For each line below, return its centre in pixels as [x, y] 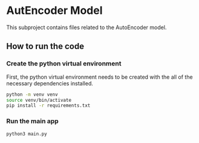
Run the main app [32, 121]
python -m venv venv [32, 95]
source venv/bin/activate [39, 100]
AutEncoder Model [54, 11]
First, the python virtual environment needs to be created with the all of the [99, 77]
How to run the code [45, 46]
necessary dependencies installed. [50, 83]
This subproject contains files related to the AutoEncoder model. [86, 27]
